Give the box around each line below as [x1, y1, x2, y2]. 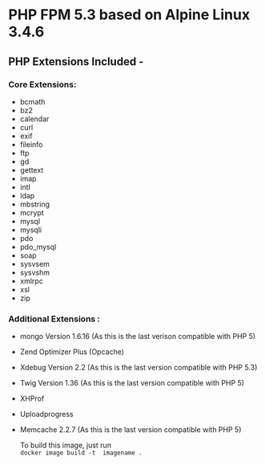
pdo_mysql [19, 242, 57, 251]
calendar [19, 114, 50, 124]
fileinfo [19, 139, 43, 149]
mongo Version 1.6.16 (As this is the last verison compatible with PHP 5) [19, 332, 256, 341]
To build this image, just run [19, 440, 112, 451]
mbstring [19, 199, 50, 209]
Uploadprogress [19, 410, 74, 419]
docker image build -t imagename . [19, 449, 143, 457]
